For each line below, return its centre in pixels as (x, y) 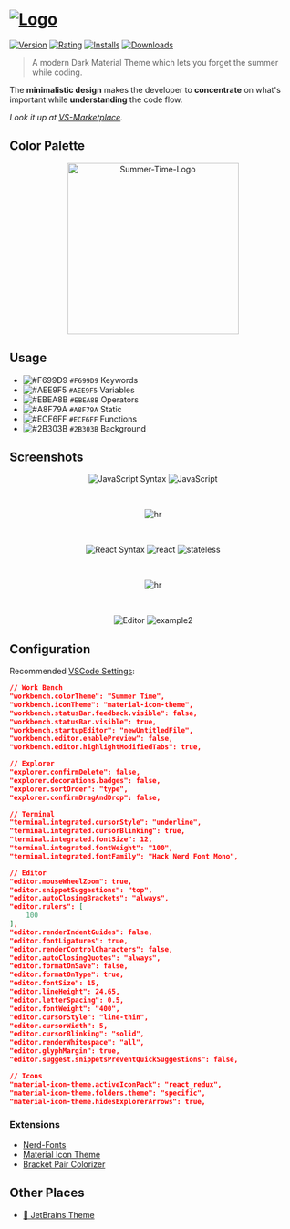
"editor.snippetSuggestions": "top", (81, 890)
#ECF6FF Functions (103, 419)
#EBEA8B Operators (104, 399)
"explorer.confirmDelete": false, (75, 772)
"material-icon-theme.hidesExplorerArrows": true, (108, 1101)
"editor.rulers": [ (47, 907)
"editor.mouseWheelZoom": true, (71, 881)
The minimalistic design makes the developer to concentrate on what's (145, 89)
